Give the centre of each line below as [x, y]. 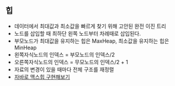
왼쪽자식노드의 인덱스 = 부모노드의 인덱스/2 [64, 55]
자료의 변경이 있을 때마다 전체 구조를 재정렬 [64, 69]
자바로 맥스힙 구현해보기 [42, 77]
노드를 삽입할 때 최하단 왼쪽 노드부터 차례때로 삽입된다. [77, 33]
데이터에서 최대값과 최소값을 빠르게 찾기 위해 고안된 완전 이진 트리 [90, 26]
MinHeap [25, 47]
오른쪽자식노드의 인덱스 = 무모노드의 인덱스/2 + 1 [71, 62]
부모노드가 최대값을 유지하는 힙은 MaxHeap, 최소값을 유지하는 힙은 [92, 41]
